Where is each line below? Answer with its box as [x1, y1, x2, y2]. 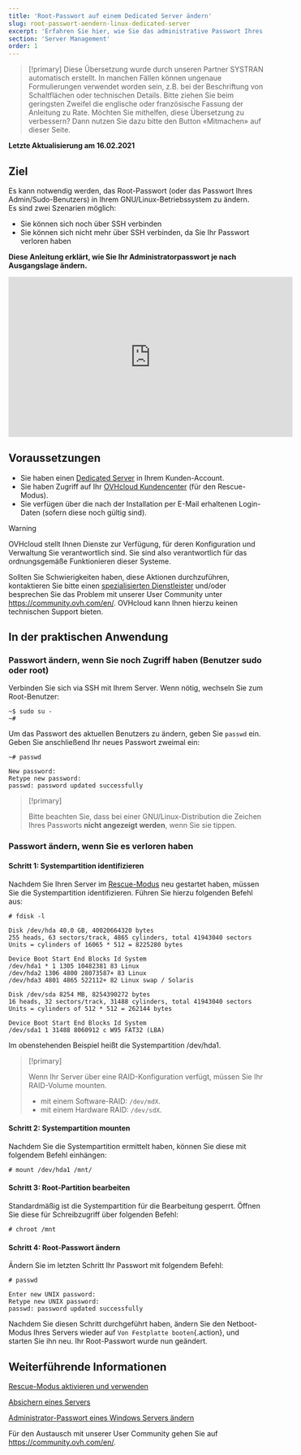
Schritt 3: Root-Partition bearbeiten [8, 1183, 131, 1192]
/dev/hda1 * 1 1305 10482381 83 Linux [8, 961, 140, 970]
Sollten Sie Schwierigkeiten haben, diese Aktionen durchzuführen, [8, 572, 230, 582]
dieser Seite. [28, 125, 71, 135]
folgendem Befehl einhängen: [8, 1150, 107, 1160]
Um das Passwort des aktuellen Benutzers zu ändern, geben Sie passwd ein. [8, 729, 261, 738]
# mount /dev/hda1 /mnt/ [8, 1165, 92, 1174]
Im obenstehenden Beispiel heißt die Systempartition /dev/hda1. [8, 1040, 221, 1050]
